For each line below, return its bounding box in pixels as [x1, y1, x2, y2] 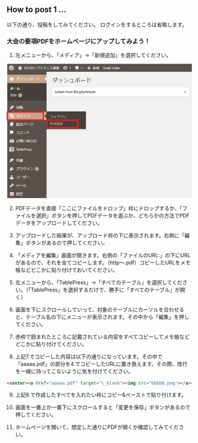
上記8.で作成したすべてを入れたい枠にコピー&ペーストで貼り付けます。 [15, 391, 187, 398]
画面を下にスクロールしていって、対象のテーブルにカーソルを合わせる [15, 306, 184, 313]
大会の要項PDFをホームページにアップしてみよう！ [6, 37, 150, 45]
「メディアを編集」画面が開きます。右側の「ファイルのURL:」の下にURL [15, 251, 191, 259]
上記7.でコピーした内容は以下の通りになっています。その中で [15, 353, 163, 360]
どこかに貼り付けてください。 [15, 340, 88, 347]
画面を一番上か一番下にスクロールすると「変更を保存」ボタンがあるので [15, 404, 190, 411]
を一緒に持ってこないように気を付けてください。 [15, 367, 134, 375]
